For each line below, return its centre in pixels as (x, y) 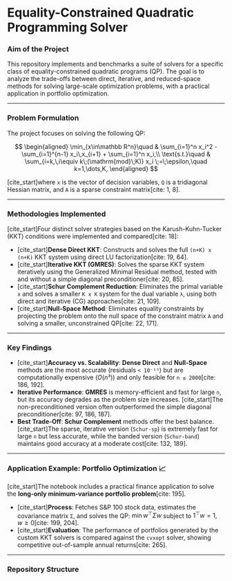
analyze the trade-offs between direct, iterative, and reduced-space (104, 79)
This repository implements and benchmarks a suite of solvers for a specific (115, 64)
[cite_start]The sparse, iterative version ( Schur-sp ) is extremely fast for (118, 429)
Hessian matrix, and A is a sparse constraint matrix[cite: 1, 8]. (94, 189)
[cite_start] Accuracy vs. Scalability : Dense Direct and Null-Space (112, 363)
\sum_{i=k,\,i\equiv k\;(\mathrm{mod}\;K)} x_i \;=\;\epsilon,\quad (116, 161)
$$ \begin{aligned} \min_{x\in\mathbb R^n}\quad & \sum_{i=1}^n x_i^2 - (116, 146)
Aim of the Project (38, 49)
